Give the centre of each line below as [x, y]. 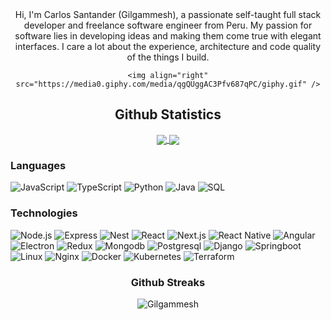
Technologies [44, 213]
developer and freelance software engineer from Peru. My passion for [168, 25]
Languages [38, 165]
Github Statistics [168, 114]
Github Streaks [168, 282]
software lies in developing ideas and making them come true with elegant [168, 36]
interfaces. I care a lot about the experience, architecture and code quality [168, 46]
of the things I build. [168, 57]
